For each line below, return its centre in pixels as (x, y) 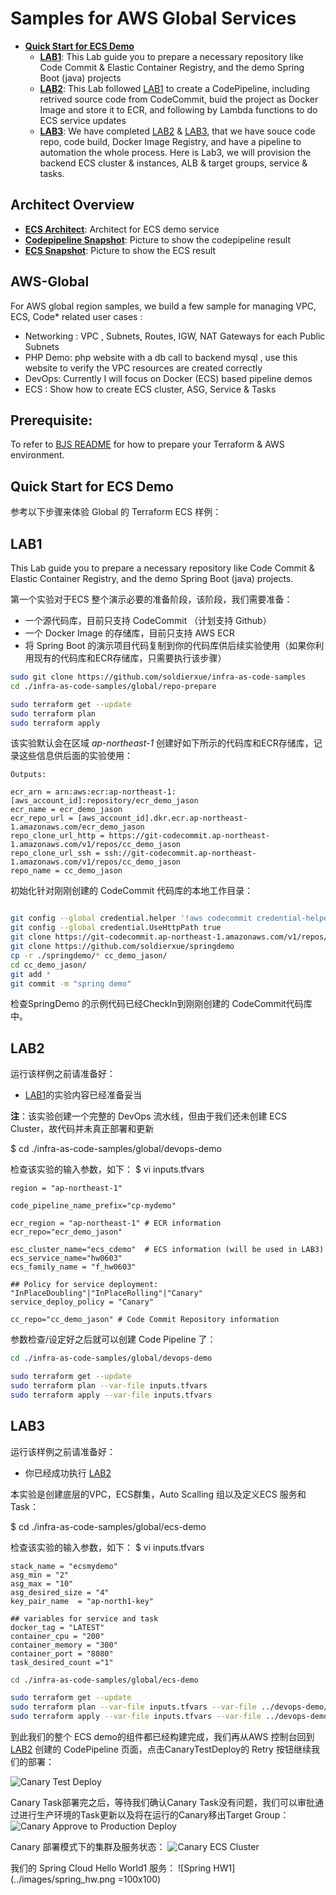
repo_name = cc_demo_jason (66, 871)
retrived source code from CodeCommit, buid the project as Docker (179, 99)
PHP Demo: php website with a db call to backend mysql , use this (161, 357)
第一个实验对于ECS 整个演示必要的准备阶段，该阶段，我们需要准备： (151, 599)
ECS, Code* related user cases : (76, 316)
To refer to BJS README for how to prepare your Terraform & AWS (147, 444)
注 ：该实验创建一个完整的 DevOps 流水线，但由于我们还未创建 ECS (148, 1116)
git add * (31, 974)
